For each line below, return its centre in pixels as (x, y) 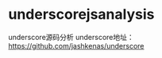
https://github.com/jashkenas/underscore (76, 45)
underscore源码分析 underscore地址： (71, 37)
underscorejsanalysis (81, 14)
